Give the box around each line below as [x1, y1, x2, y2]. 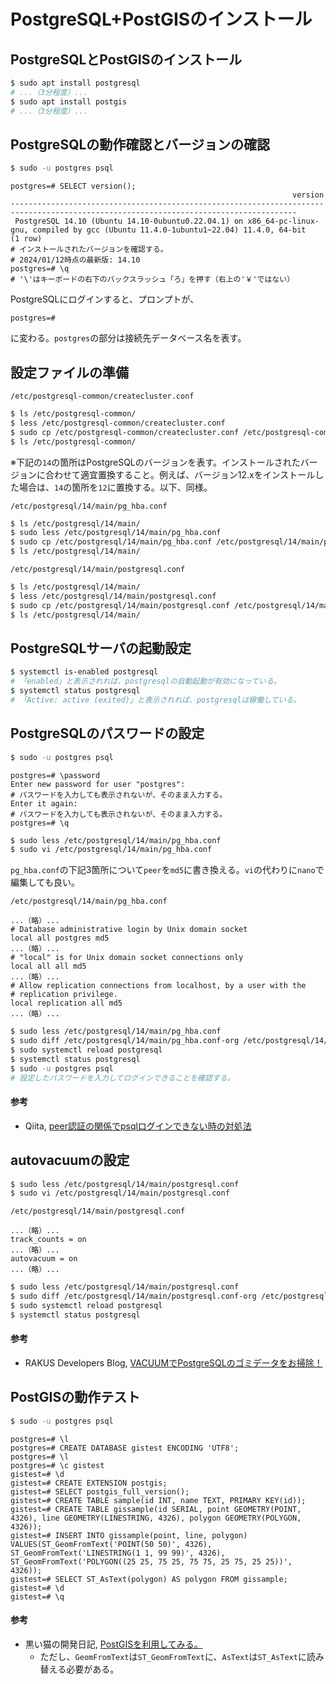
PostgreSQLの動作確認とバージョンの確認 [10, 136, 270, 153]
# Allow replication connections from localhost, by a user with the [10, 981, 307, 991]
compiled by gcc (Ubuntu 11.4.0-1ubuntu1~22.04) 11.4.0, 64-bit [32, 225, 307, 235]
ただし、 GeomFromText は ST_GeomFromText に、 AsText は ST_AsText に [39, 1650, 307, 1662]
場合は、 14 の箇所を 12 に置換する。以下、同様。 [18, 481, 213, 493]
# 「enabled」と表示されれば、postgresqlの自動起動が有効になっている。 [10, 676, 282, 687]
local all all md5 [10, 961, 87, 972]
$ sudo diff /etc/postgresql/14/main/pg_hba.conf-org [10, 1036, 240, 1046]
